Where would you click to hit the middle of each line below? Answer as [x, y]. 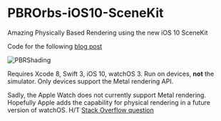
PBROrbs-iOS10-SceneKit [86, 13]
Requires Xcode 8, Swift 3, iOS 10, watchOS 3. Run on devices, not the [111, 74]
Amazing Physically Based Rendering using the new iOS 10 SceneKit [108, 33]
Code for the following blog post [55, 46]
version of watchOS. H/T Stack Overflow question [81, 110]
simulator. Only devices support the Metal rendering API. [91, 81]
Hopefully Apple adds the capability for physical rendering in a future [109, 102]
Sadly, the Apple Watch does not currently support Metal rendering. [107, 95]
